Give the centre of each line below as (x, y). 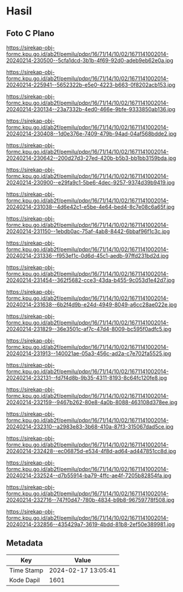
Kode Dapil (25, 580)
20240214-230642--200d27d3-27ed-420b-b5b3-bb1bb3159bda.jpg (91, 158)
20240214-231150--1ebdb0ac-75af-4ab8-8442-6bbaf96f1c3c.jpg (88, 231)
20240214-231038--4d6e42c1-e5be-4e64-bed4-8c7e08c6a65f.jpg (91, 207)
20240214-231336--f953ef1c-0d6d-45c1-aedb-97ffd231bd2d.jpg (88, 256)
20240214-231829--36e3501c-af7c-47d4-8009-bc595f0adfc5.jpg (89, 329)
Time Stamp (26, 570)
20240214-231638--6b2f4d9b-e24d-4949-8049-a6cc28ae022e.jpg (91, 304)
